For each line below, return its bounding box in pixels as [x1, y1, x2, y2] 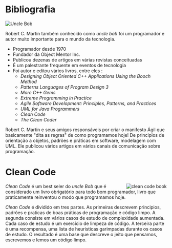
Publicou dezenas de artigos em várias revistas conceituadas [12, 56, 142, 63]
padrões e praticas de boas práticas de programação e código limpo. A [5, 209, 156, 216]
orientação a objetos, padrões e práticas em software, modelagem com [5, 137, 156, 143]
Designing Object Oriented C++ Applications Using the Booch [20, 73, 151, 79]
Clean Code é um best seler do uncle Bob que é [5, 183, 106, 189]
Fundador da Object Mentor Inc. [12, 51, 80, 57]
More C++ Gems [20, 89, 56, 95]
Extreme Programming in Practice [20, 95, 92, 101]
